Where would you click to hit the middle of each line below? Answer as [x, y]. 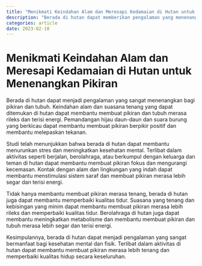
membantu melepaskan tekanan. [47, 132]
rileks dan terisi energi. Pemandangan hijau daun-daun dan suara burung [97, 119]
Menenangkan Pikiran [62, 84]
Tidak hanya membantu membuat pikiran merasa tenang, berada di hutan [97, 194]
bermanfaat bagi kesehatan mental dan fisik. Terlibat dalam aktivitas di [94, 244]
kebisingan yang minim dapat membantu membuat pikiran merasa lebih [95, 207]
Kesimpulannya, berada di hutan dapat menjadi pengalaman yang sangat [96, 237]
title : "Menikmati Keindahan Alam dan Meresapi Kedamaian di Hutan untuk [101, 12]
